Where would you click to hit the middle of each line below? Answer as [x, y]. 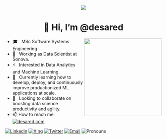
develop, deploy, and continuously [47, 82]
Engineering [25, 48]
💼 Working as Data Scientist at [44, 54]
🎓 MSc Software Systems [41, 41]
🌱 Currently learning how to [42, 77]
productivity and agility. [36, 109]
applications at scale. [34, 93]
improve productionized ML [41, 87]
